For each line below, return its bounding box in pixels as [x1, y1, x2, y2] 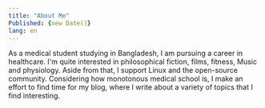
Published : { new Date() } [8, 19, 91, 27]
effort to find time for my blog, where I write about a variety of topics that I [8, 82, 254, 92]
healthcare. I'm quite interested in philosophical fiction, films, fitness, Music [8, 57, 258, 66]
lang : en [8, 26, 38, 34]
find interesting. [8, 91, 61, 101]
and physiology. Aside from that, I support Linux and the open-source [8, 66, 239, 75]
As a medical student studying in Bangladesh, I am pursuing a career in [8, 49, 243, 58]
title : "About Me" [8, 11, 70, 20]
